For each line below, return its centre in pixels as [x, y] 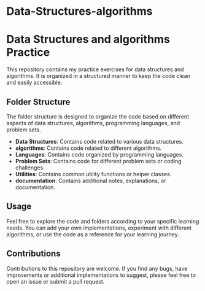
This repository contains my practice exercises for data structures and [95, 69]
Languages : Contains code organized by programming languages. [99, 154]
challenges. [30, 168]
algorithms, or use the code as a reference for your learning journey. [93, 234]
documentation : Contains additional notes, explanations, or [91, 180]
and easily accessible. [34, 83]
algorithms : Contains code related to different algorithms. [88, 148]
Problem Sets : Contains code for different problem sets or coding [99, 161]
